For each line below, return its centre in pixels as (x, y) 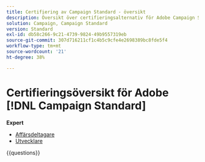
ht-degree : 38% (26, 57)
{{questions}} (23, 152)
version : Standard (30, 29)
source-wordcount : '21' (37, 52)
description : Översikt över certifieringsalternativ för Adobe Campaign (101, 18)
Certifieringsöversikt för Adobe (88, 93)
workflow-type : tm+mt (34, 46)
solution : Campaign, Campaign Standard (57, 23)
